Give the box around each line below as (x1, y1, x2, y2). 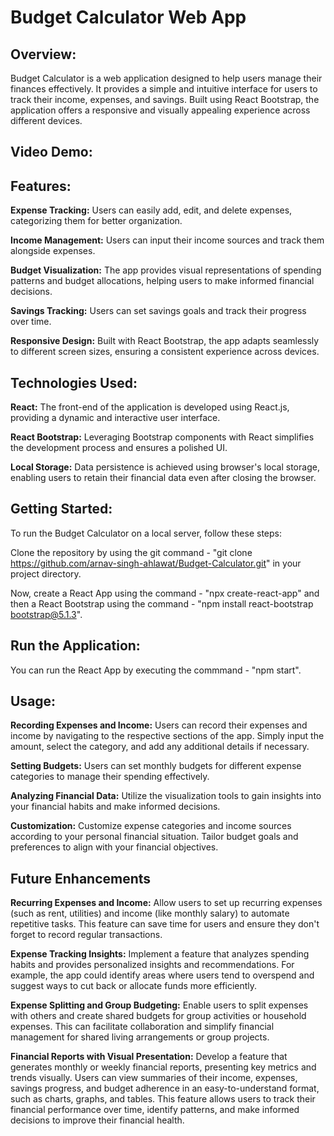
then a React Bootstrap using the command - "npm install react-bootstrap (10, 597, 314, 610)
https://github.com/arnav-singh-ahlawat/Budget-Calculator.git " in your (10, 557, 302, 569)
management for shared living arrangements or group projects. (10, 1031, 270, 1043)
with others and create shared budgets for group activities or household (10, 1010, 307, 1022)
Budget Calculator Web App (10, 6, 247, 29)
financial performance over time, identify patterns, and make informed (10, 1104, 300, 1116)
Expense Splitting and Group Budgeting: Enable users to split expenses (10, 999, 309, 1011)
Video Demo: (10, 144, 93, 161)
